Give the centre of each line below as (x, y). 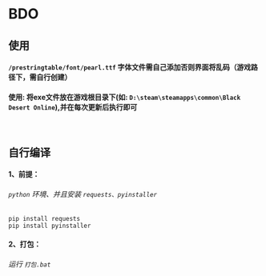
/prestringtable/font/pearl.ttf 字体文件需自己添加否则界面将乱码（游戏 (130, 67)
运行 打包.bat (30, 264)
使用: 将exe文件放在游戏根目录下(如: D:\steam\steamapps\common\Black (125, 97)
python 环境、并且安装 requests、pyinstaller (83, 194)
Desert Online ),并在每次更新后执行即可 (73, 107)
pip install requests (44, 218)
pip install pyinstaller (50, 226)
